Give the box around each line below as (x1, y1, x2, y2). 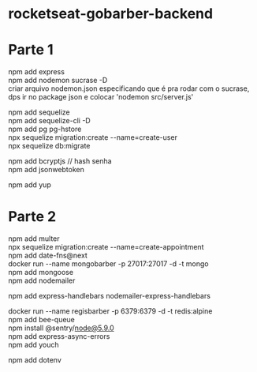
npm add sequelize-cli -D (8, 116, 91, 126)
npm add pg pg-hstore (8, 124, 82, 134)
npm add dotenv (8, 355, 61, 365)
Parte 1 (8, 41, 54, 59)
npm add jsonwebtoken (8, 165, 85, 175)
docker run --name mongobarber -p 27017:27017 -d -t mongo (8, 259, 209, 269)
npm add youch (8, 340, 59, 350)
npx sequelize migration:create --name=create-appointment (8, 242, 204, 252)
